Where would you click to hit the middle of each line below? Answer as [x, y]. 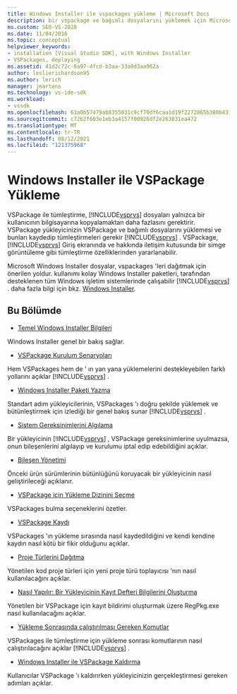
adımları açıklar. [30, 683]
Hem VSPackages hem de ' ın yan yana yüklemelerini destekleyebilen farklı [116, 369]
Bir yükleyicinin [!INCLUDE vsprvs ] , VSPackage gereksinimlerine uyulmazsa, [119, 438]
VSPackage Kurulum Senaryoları [65, 355]
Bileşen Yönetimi [42, 459]
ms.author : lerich [34, 80]
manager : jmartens [34, 86]
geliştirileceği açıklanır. [41, 481]
